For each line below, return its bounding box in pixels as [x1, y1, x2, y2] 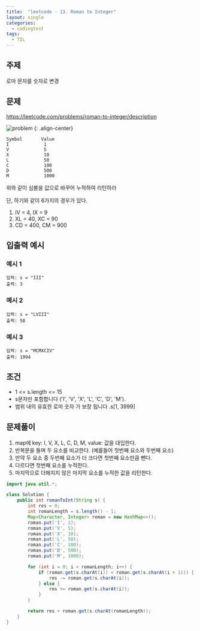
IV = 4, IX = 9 [14, 209, 48, 216]
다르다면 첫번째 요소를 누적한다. [14, 461, 89, 469]
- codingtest [11, 25, 44, 32]
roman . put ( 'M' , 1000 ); [28, 553, 84, 559]
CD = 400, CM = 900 [14, 221, 67, 228]
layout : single [6, 14, 44, 20]
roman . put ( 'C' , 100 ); [28, 542, 82, 548]
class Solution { [6, 492, 50, 498]
